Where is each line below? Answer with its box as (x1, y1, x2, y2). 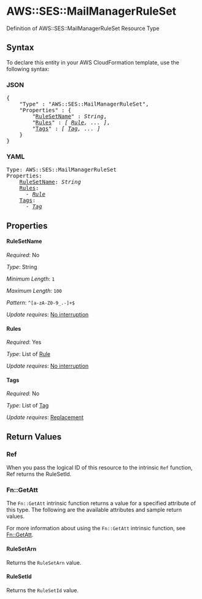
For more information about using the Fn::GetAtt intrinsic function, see (6, 525, 186, 532)
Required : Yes (6, 339, 42, 346)
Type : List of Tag (6, 402, 49, 409)
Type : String (6, 263, 37, 271)
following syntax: (6, 65, 50, 72)
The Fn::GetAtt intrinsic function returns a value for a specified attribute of (6, 500, 196, 507)
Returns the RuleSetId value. (6, 586, 79, 593)
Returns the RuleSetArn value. (6, 558, 82, 566)
